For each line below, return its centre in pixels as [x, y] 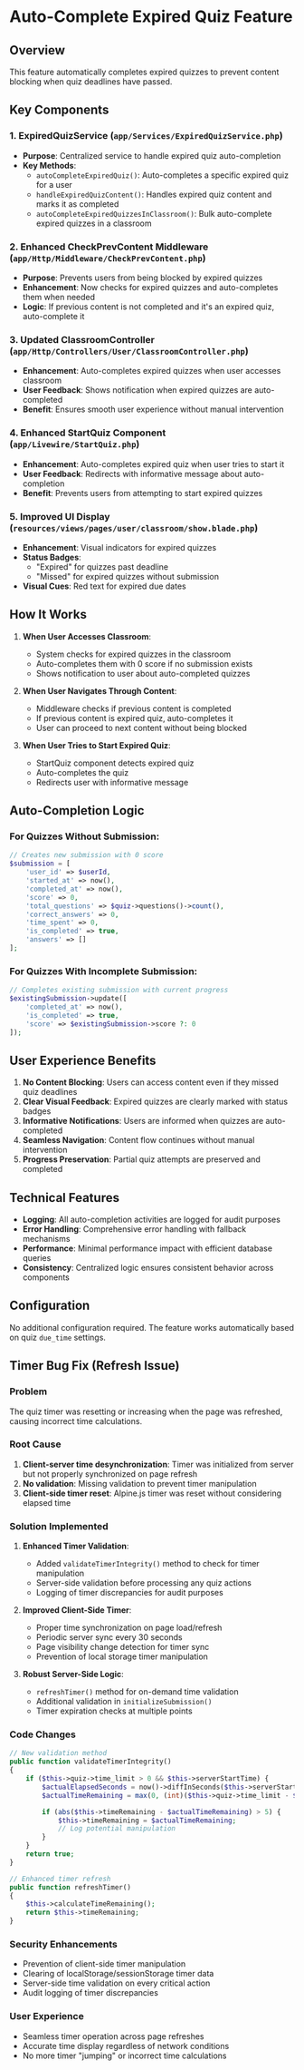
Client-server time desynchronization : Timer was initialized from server [158, 1464]
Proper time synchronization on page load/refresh [129, 1628]
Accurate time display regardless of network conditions [126, 2046]
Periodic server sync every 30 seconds [109, 1637]
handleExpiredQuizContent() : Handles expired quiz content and [154, 194]
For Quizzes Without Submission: [85, 836]
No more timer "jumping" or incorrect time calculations [124, 2055]
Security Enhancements [63, 1944]
